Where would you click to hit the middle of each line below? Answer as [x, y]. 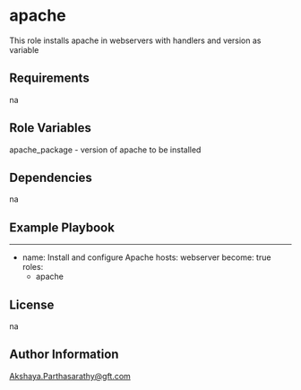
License [32, 304]
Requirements [49, 78]
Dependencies [51, 177]
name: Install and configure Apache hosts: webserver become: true [146, 257]
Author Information [64, 355]
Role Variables [50, 128]
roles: [33, 267]
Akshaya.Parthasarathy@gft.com [70, 376]
